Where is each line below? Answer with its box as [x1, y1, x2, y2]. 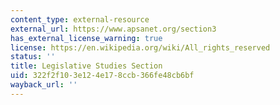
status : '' [10, 52, 56, 62]
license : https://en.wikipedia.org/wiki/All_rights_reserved [10, 42, 271, 53]
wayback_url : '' [10, 80, 78, 90]
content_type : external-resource [10, 14, 150, 25]
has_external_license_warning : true [10, 33, 163, 43]
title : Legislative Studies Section [10, 61, 163, 71]
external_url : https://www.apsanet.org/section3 [10, 24, 217, 34]
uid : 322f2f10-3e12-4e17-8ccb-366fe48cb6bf [10, 71, 195, 81]
